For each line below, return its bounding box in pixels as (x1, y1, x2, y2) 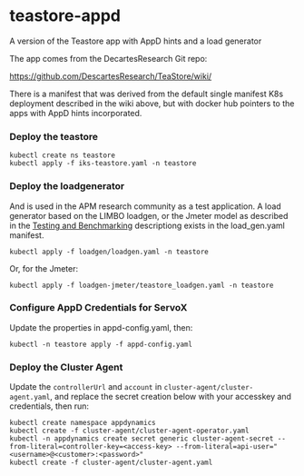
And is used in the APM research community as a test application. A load (9, 201, 281, 212)
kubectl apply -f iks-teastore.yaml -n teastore (9, 159, 197, 168)
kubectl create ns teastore (9, 151, 116, 160)
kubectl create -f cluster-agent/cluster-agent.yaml (9, 458, 213, 468)
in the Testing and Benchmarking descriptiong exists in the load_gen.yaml (9, 220, 286, 231)
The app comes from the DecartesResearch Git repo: (9, 53, 208, 64)
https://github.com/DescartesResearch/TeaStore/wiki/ (9, 70, 212, 82)
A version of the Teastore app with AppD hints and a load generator (9, 35, 262, 46)
